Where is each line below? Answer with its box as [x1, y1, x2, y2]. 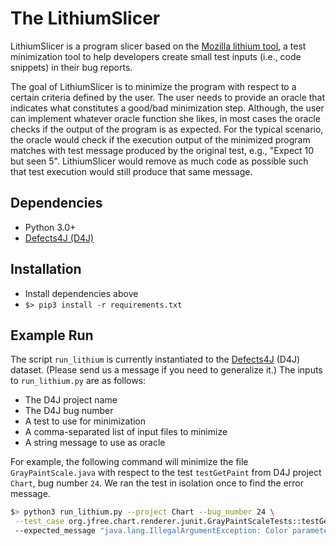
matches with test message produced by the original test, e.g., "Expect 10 [10, 144, 315, 156]
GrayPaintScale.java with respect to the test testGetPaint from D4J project [10, 467, 322, 479]
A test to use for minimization [24, 415, 147, 427]
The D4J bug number [24, 405, 114, 417]
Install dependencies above [24, 287, 139, 299]
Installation [10, 261, 82, 278]
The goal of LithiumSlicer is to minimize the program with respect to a [10, 80, 297, 92]
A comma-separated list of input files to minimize [24, 426, 228, 438]
